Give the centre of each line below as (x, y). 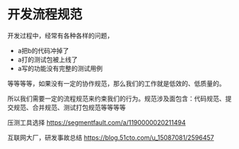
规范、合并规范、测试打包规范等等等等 (69, 107)
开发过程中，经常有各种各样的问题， (60, 35)
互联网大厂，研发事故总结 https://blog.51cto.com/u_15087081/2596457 (111, 137)
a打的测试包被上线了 (48, 59)
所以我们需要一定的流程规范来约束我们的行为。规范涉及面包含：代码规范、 (116, 98)
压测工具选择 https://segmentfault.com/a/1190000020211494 (97, 122)
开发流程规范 (45, 15)
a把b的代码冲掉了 (43, 50)
